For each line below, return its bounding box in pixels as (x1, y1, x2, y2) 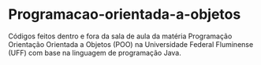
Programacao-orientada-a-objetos (8, 5, 241, 23)
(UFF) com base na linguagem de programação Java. (8, 48, 181, 57)
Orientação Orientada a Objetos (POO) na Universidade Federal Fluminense (8, 39, 254, 49)
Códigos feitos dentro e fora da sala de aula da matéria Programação (8, 31, 233, 41)
